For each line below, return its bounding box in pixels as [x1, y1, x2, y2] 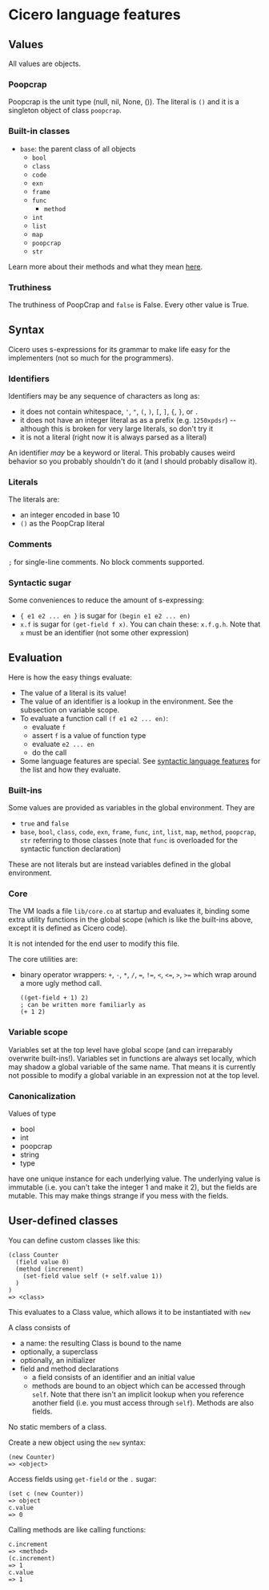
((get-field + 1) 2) [19, 994, 89, 1002]
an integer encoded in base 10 [19, 510, 120, 520]
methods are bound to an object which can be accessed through [31, 1381, 246, 1390]
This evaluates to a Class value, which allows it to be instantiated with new [8, 1307, 251, 1316]
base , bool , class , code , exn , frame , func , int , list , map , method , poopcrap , [19, 827, 257, 836]
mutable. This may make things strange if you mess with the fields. [8, 1190, 229, 1200]
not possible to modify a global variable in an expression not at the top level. [8, 1070, 260, 1080]
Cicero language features [8, 6, 182, 24]
